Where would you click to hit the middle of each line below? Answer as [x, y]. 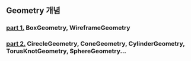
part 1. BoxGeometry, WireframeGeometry [68, 28]
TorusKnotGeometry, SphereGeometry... [66, 51]
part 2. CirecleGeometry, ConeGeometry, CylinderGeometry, [95, 44]
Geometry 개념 [33, 11]
